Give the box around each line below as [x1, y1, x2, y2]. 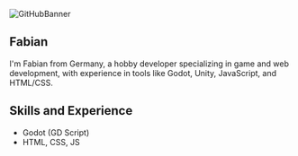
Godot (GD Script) [22, 126, 90, 138]
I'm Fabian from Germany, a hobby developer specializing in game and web [9, 58, 290, 69]
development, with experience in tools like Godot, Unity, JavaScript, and [9, 67, 277, 78]
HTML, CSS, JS [22, 136, 80, 147]
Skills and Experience [9, 103, 133, 118]
